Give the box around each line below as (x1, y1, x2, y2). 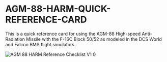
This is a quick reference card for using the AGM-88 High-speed (5, 30, 141, 37)
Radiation (5, 36, 25, 42)
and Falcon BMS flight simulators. (5, 41, 76, 47)
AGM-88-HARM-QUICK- (5, 3, 111, 15)
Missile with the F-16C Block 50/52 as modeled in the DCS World (26, 36, 162, 42)
